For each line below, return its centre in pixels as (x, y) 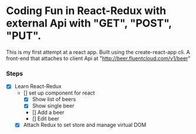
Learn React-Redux (38, 86)
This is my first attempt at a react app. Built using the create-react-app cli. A (98, 52)
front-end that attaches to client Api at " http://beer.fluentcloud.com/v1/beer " (98, 58)
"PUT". (24, 36)
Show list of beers (54, 99)
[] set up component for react (59, 93)
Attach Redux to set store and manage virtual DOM (85, 125)
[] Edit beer (46, 119)
